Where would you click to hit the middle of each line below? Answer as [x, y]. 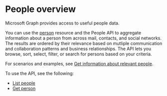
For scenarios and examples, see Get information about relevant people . [79, 63]
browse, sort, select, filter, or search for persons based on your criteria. [79, 54]
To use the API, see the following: [39, 73]
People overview [41, 9]
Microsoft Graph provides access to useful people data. [62, 23]
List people [24, 83]
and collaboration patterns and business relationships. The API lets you [78, 48]
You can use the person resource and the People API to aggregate [73, 32]
